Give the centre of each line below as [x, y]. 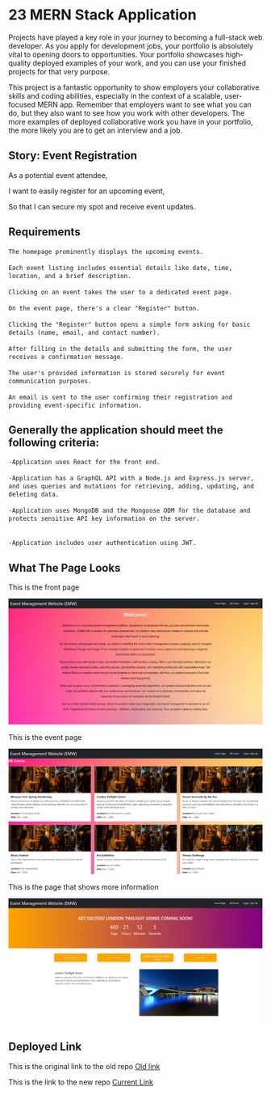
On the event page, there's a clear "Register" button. [104, 308]
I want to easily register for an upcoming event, [87, 191]
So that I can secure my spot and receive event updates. [102, 206]
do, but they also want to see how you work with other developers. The [127, 113]
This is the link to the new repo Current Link [81, 1082]
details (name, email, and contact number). [84, 332]
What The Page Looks [65, 568]
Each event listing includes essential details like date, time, [120, 268]
